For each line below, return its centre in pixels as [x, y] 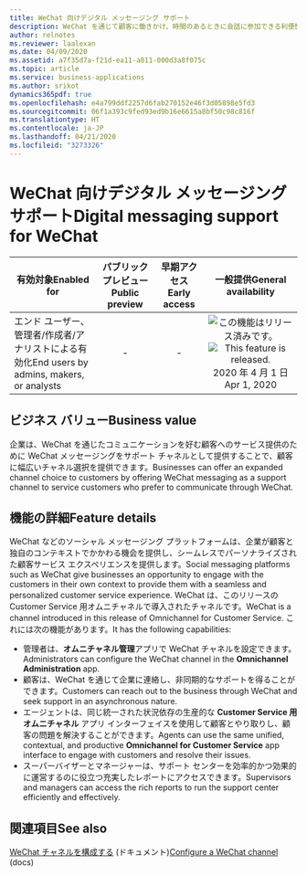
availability [251, 291]
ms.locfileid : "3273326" [57, 145]
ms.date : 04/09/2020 [49, 52]
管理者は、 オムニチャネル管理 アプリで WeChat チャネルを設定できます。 [159, 649]
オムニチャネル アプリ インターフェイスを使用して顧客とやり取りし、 [153, 723]
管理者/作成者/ [45, 334]
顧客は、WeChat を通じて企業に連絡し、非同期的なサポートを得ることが [159, 680]
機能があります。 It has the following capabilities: [140, 629]
